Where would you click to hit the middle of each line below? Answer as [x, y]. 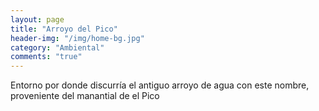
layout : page [37, 19]
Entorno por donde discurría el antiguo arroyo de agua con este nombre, [160, 85]
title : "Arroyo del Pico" [64, 29]
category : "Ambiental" [57, 47]
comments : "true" [46, 57]
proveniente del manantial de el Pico [85, 96]
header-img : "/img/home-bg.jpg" [77, 38]
